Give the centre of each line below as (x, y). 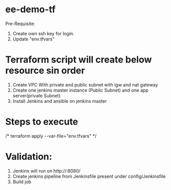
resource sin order (45, 71)
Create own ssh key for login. (44, 33)
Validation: (29, 157)
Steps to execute (42, 122)
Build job (22, 182)
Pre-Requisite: (20, 24)
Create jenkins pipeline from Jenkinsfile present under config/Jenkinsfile (89, 176)
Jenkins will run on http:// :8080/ (46, 171)
